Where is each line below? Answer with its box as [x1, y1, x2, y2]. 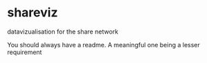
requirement [7, 48, 42, 56]
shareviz [7, 5, 58, 21]
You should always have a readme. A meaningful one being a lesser [7, 40, 201, 49]
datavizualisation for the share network [7, 27, 119, 36]
